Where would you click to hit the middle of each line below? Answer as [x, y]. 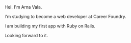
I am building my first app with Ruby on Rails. [50, 26]
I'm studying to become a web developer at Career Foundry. [65, 16]
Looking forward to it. [26, 35]
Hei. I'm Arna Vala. [23, 7]
